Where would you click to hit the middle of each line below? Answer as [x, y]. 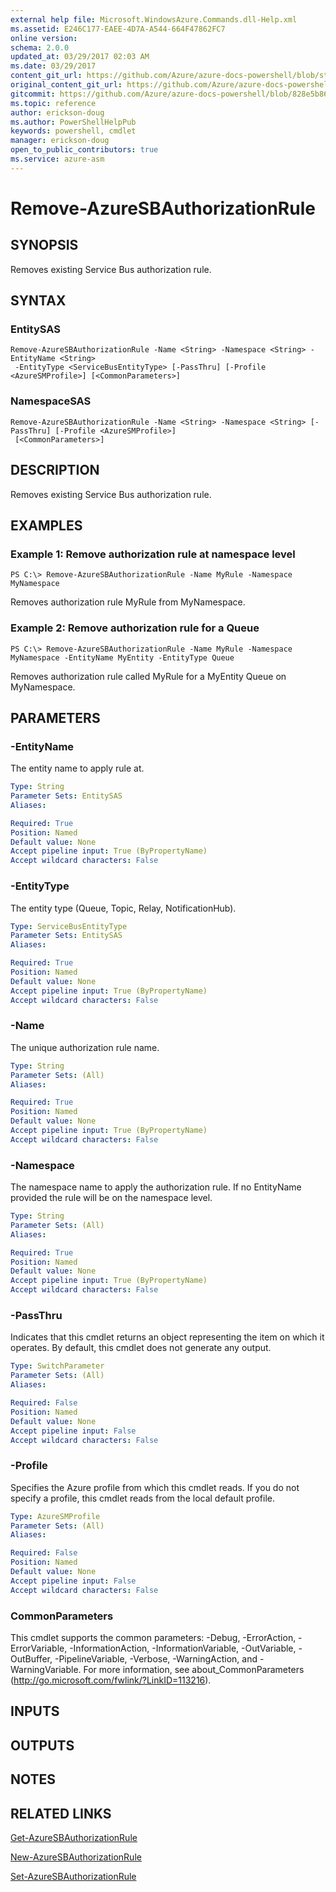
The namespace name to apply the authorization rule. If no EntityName [156, 1187]
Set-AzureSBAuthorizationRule [73, 1876]
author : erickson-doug [57, 112]
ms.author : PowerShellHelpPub [73, 122]
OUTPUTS [42, 1745]
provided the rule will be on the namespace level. [111, 1198]
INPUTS [35, 1711]
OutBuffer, [31, 1659]
